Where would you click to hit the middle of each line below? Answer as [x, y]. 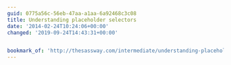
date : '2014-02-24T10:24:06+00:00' [58, 26]
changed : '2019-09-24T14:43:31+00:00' [63, 32]
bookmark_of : [26, 51]
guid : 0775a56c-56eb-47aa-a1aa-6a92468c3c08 [72, 13]
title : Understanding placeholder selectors [72, 20]
